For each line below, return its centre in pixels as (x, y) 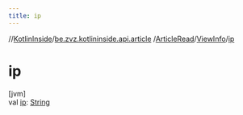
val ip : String (29, 102)
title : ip (25, 16)
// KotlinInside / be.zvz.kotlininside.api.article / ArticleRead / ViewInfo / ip (121, 39)
